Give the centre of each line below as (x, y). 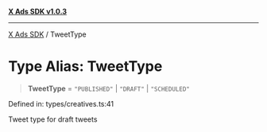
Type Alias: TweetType (85, 66)
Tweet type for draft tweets (53, 119)
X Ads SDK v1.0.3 (38, 12)
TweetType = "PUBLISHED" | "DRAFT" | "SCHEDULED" (109, 88)
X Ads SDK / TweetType (48, 34)
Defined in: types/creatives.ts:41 (61, 103)
